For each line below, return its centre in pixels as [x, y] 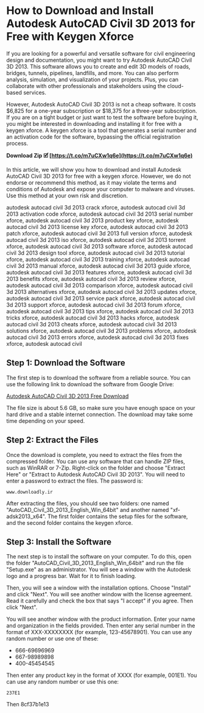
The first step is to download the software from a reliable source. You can [98, 378]
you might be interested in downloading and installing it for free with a [94, 123]
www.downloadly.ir [30, 492]
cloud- [175, 86]
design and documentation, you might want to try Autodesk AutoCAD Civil [99, 60]
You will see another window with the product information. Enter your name [101, 619]
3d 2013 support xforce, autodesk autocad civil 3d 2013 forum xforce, [94, 305]
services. [35, 92]
